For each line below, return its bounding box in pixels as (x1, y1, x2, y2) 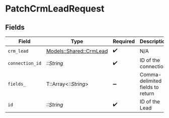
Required (112, 38, 135, 45)
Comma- (139, 71, 162, 78)
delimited (139, 77, 162, 84)
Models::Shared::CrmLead (46, 47, 108, 54)
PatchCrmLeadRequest (5, 3, 105, 15)
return (139, 90, 154, 97)
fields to (139, 84, 159, 90)
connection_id (8, 61, 42, 66)
